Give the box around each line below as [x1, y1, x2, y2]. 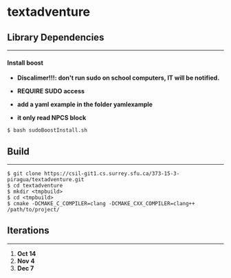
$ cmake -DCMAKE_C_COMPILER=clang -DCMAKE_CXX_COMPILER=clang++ [7, 200, 195, 207]
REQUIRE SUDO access [16, 87, 85, 95]
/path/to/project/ [7, 207, 60, 213]
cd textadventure [13, 183, 63, 189]
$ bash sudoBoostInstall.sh [7, 127, 88, 134]
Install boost [7, 58, 43, 67]
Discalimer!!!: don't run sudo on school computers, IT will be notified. [16, 73, 220, 82]
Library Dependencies [7, 32, 104, 43]
